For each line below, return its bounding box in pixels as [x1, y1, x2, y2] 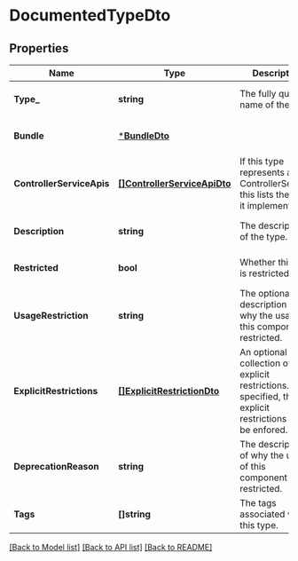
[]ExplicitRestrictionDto [118, 385, 220, 397]
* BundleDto [118, 130, 170, 142]
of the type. [239, 231, 288, 242]
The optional [239, 288, 293, 299]
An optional [239, 346, 287, 358]
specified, [239, 391, 281, 402]
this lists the [239, 188, 290, 201]
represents [239, 166, 286, 178]
